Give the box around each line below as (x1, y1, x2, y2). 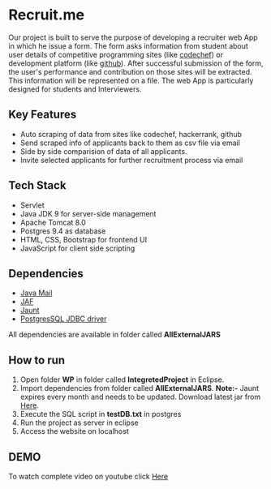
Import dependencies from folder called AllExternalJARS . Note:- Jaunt (19, 384, 260, 393)
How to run (8, 353, 66, 367)
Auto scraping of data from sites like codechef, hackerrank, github (19, 129, 242, 139)
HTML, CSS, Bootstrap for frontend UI (19, 234, 148, 244)
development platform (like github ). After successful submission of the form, (8, 58, 264, 68)
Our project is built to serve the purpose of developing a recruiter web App (8, 32, 258, 42)
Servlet (19, 200, 45, 210)
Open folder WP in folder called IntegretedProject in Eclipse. (19, 375, 225, 384)
